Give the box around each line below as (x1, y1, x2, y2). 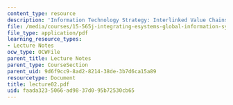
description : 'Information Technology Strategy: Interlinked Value (7, 17, 207, 23)
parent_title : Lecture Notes (7, 55, 92, 62)
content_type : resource (7, 10, 76, 17)
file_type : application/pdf (7, 29, 89, 37)
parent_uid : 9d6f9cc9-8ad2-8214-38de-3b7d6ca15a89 (7, 68, 157, 75)
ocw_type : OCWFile (7, 49, 60, 56)
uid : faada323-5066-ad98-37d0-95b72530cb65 (7, 87, 135, 94)
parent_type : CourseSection (7, 61, 89, 68)
